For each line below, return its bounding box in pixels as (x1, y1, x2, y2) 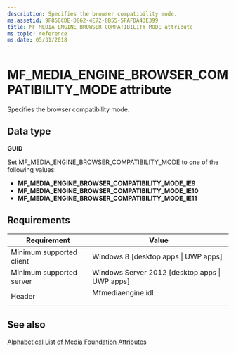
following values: (7, 165, 56, 173)
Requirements (7, 214, 70, 226)
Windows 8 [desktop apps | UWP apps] (92, 252, 223, 261)
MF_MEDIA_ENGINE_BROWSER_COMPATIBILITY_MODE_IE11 (17, 194, 197, 202)
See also (7, 318, 46, 331)
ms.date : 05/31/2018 (7, 37, 68, 44)
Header (11, 291, 36, 301)
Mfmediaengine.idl (92, 287, 154, 297)
